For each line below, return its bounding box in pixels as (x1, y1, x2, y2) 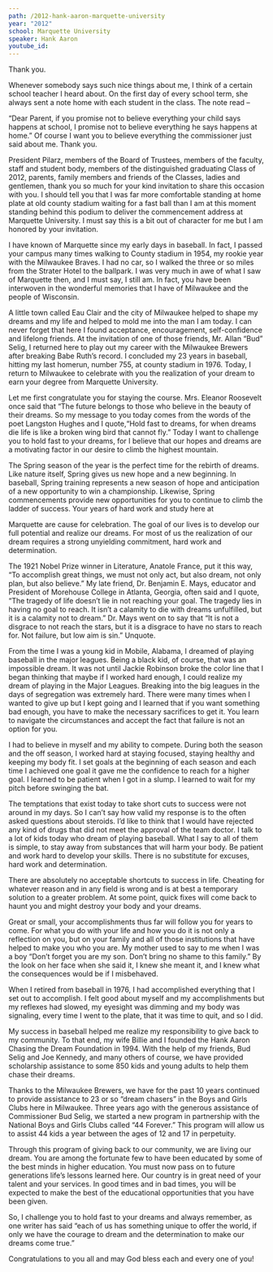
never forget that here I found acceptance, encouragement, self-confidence (8, 325, 262, 335)
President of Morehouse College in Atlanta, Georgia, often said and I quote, (8, 587, 260, 597)
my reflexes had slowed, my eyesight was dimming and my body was (8, 1002, 240, 1012)
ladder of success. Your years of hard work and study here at (8, 504, 214, 514)
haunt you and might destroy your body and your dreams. (8, 901, 201, 911)
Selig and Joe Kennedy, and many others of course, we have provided (8, 1052, 244, 1063)
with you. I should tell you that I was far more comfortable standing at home (8, 190, 262, 200)
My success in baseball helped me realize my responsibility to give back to (8, 1027, 259, 1037)
